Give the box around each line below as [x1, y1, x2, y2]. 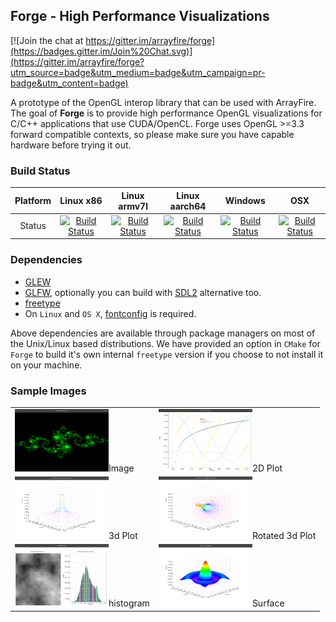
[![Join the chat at [10, 34, 84, 46]
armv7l [118, 200, 148, 212]
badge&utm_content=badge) [10, 77, 129, 89]
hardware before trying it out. [10, 139, 132, 151]
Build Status [10, 164, 71, 178]
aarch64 [169, 200, 207, 212]
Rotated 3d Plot [251, 529, 317, 541]
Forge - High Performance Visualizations [10, 8, 270, 25]
